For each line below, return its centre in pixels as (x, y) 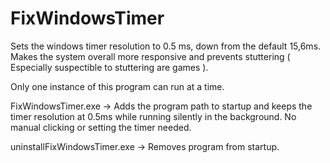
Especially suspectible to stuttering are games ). (109, 67)
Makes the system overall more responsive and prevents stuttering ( (150, 56)
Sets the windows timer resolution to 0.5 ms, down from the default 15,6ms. (166, 46)
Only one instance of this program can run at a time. (117, 86)
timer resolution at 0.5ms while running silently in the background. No (153, 116)
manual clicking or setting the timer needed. (101, 127)
